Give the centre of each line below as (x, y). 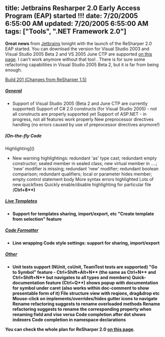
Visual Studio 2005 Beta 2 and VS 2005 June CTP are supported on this (79, 54)
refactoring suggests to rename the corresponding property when (82, 309)
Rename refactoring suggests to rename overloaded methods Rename (86, 304)
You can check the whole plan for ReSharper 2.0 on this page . (70, 329)
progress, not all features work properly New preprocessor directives (83, 119)
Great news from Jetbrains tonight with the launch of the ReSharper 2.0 (79, 43)
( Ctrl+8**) (24, 190)
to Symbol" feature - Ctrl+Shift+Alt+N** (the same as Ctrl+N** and (84, 272)
